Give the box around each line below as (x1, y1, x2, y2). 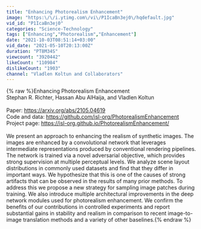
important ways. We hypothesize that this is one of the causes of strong (6, 171, 186, 179)
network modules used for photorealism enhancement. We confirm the (6, 197, 183, 204)
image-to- (167, 210, 193, 217)
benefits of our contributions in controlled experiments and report (6, 204, 170, 211)
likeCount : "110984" (6, 59, 59, 65)
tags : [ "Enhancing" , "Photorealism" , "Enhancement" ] (6, 32, 137, 38)
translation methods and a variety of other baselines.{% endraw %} (23, 216, 192, 224)
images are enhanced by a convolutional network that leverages (6, 139, 166, 146)
